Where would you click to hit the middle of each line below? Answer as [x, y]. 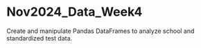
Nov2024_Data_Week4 [75, 12]
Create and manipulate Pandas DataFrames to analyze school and [101, 31]
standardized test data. [40, 38]
